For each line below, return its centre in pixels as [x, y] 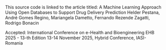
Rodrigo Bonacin [22, 23]
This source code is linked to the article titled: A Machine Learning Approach [83, 7]
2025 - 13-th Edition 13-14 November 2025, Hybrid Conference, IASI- [76, 38]
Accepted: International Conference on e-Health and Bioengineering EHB [80, 32]
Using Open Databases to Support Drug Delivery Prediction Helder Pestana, [83, 12]
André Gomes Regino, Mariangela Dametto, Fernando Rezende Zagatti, [78, 18]
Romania [14, 43]
